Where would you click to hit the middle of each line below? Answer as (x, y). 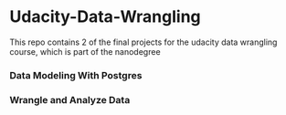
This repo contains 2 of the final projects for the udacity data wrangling (143, 42)
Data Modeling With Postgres (76, 75)
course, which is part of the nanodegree (85, 51)
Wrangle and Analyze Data (70, 99)
